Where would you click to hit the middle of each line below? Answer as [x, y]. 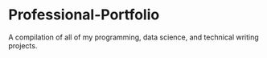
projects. [23, 45]
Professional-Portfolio [84, 15]
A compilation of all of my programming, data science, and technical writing [133, 37]
